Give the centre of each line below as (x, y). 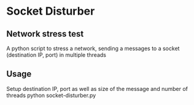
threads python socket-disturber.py (51, 95)
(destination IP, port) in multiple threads (56, 55)
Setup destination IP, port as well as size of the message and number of (97, 89)
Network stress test (45, 34)
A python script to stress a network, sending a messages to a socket (93, 48)
